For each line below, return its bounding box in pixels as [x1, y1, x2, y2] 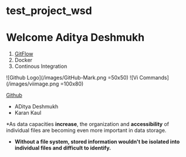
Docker [14, 57, 33, 64]
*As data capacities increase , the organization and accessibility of [6, 121, 170, 128]
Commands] [139, 74, 169, 81]
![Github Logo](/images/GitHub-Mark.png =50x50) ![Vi [6, 74, 138, 81]
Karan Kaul [14, 110, 42, 117]
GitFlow [14, 50, 33, 57]
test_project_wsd [6, 4, 92, 18]
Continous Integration [14, 63, 67, 70]
